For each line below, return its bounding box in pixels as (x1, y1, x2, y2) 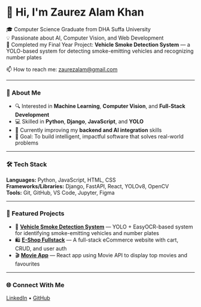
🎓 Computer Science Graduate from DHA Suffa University (6, 25, 151, 32)
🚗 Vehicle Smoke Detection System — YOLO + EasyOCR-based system (14, 223, 193, 230)
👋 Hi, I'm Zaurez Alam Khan (6, 5, 145, 19)
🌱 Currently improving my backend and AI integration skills (14, 127, 162, 134)
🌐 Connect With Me (6, 281, 65, 289)
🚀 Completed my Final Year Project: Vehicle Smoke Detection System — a (6, 41, 190, 48)
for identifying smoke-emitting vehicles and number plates (14, 229, 160, 236)
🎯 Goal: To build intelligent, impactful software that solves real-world (14, 133, 184, 140)
